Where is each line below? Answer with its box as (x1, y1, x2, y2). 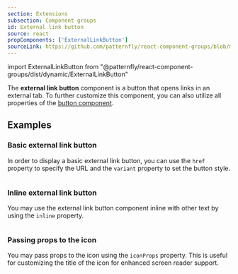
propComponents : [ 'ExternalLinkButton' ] (7, 37, 129, 44)
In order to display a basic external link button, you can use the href (7, 156, 205, 165)
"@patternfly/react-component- (100, 63, 193, 71)
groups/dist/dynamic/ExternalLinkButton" (7, 70, 129, 78)
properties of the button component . (7, 99, 114, 107)
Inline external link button (7, 188, 97, 198)
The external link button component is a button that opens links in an (7, 84, 210, 92)
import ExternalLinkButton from (7, 63, 99, 71)
